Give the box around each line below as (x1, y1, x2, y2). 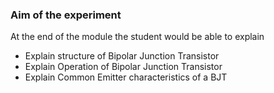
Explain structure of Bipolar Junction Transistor (24, 50, 220, 62)
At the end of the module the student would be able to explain (10, 31, 265, 43)
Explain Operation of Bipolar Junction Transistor (24, 61, 223, 73)
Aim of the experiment (10, 8, 122, 22)
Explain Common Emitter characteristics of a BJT (24, 71, 228, 83)
